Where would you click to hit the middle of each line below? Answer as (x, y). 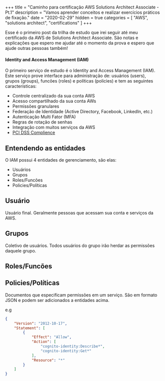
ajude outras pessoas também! (37, 48)
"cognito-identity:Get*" (66, 351)
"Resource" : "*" (48, 360)
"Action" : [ (44, 342)
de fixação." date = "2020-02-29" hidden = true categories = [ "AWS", (77, 18)
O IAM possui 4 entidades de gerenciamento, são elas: (61, 160)
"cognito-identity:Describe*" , (73, 346)
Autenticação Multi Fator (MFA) (44, 117)
